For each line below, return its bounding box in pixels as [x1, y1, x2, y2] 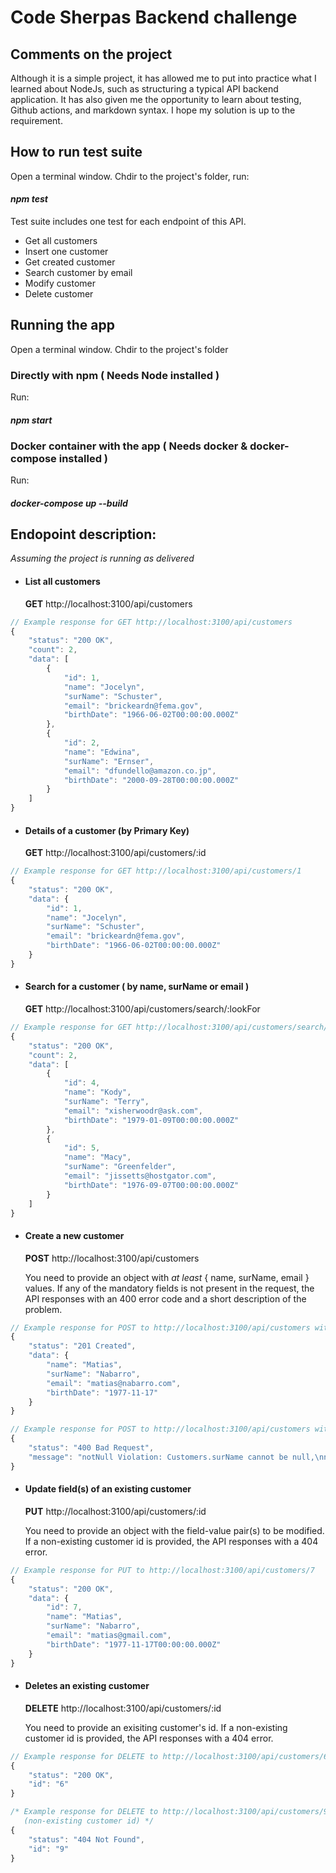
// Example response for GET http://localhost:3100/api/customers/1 [10, 866, 302, 876]
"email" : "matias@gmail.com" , [46, 1631, 172, 1641]
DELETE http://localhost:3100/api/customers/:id [24, 1702, 222, 1714]
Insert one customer [24, 246, 109, 258]
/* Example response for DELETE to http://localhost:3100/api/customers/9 [10, 1807, 329, 1817]
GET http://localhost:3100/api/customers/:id [24, 847, 207, 859]
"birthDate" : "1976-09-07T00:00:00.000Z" [63, 1180, 240, 1190]
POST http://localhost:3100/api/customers [24, 1252, 200, 1264]
